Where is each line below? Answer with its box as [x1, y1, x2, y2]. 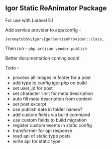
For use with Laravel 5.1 [5, 17, 54, 23]
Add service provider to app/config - [5, 27, 81, 33]
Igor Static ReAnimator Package [5, 4, 107, 12]
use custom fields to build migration [12, 117, 87, 123]
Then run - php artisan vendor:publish [5, 45, 87, 51]
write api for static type [12, 138, 61, 144]
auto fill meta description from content [12, 95, 92, 101]
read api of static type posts [12, 132, 71, 139]
